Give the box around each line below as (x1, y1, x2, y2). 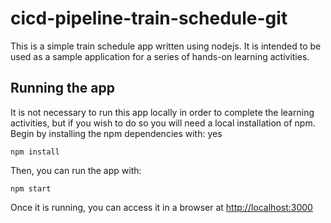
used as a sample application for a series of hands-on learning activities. (10, 50, 310, 62)
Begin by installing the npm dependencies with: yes (10, 127, 223, 139)
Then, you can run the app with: (10, 164, 142, 176)
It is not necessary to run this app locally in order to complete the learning (10, 106, 315, 118)
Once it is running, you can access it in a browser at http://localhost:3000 (10, 201, 313, 213)
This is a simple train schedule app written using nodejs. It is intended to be (10, 40, 322, 52)
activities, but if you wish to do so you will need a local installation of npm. (10, 117, 316, 129)
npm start (10, 183, 52, 194)
